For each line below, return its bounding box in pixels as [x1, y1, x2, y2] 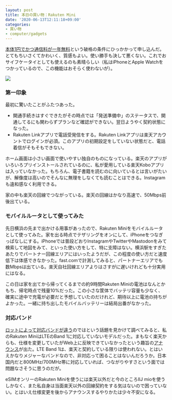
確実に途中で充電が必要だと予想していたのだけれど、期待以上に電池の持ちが [5, 293, 167, 300]
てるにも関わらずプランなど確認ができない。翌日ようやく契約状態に [22, 119, 166, 125]
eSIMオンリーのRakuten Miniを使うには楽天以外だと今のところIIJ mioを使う [5, 376, 166, 382]
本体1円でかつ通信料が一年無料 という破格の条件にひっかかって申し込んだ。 [5, 46, 164, 52]
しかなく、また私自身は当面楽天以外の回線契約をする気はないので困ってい [5, 383, 163, 389]
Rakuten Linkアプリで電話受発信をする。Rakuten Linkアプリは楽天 [12, 132, 153, 138]
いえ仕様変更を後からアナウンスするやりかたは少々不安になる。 [23, 389, 158, 395]
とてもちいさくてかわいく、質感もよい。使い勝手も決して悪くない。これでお [5, 52, 167, 58]
